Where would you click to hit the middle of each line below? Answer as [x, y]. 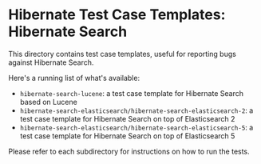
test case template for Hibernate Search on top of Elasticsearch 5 [127, 136]
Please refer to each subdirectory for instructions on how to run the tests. [129, 151]
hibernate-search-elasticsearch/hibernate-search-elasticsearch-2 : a [136, 110]
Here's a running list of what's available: [74, 78]
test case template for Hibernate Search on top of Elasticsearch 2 [127, 118]
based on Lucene [48, 102]
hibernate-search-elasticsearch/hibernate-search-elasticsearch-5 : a [136, 127]
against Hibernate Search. [51, 62]
